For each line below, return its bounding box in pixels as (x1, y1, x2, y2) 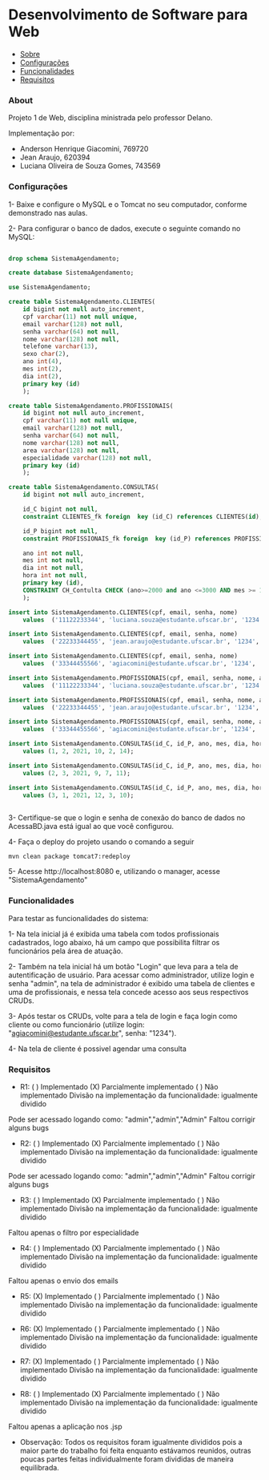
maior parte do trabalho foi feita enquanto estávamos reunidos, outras (19, 1446, 251, 1455)
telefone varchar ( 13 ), (22, 342, 98, 350)
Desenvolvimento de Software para (8, 6, 248, 24)
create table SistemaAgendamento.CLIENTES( (8, 298, 156, 306)
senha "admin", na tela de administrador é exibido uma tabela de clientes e (8, 978, 255, 988)
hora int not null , (22, 572, 88, 580)
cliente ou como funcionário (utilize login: (8, 1020, 145, 1029)
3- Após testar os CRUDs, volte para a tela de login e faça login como (8, 1011, 238, 1021)
